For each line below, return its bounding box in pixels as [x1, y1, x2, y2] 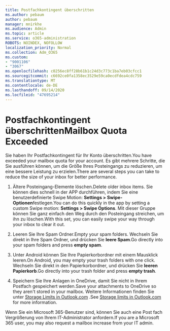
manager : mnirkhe [5, 21, 42, 27]
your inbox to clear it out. [12, 222, 65, 228]
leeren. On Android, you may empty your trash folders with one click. [12, 257, 156, 264]
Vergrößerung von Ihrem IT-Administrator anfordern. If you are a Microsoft [5, 315, 159, 321]
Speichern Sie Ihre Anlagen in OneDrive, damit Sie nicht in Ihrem [12, 278, 147, 284]
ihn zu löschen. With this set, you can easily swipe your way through [12, 216, 155, 222]
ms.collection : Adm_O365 [5, 50, 58, 55]
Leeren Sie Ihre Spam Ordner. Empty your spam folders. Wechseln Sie [12, 231, 158, 237]
